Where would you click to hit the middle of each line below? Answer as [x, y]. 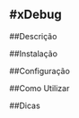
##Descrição [33, 36]
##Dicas [25, 105]
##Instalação [34, 54]
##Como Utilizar [39, 88]
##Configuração [39, 71]
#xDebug [36, 15]
